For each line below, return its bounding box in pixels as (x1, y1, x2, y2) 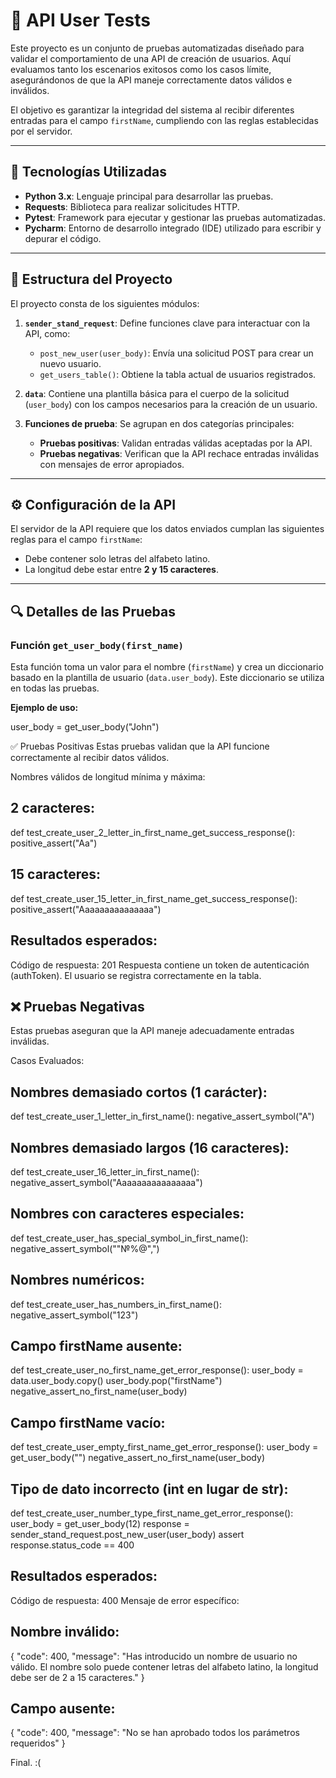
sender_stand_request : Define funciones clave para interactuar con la (24, 317, 310, 329)
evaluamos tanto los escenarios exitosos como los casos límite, (10, 63, 272, 75)
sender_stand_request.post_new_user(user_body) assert (10, 1529, 245, 1540)
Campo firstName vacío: (10, 1414, 166, 1431)
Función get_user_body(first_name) (10, 638, 184, 652)
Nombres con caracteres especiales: (10, 1205, 245, 1223)
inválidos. (10, 84, 50, 96)
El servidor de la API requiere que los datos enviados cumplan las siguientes (10, 523, 325, 535)
